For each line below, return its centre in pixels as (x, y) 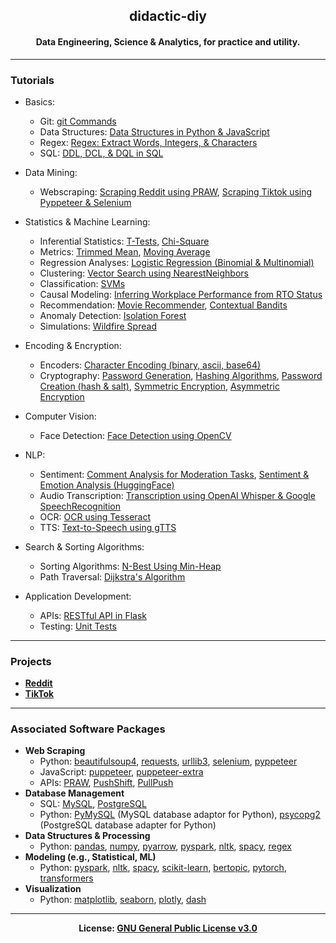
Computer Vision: (60, 416)
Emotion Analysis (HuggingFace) (107, 485)
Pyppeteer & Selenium (85, 202)
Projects (31, 661)
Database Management (74, 793)
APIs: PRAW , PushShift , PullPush (106, 783)
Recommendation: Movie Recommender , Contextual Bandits (163, 305)
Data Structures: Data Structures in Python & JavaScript (154, 131)
